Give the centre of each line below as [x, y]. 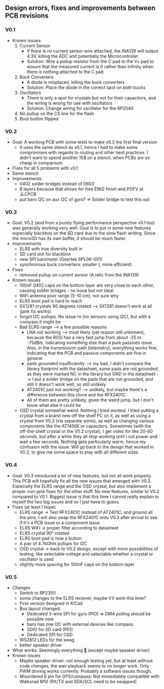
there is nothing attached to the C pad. [66, 72]
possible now [40, 619]
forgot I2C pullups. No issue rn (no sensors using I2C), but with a [85, 317]
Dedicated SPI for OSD [50, 635]
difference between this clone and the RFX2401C [76, 395]
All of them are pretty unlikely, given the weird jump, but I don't [90, 400]
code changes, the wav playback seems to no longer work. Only [84, 666]
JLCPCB [28, 194]
